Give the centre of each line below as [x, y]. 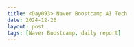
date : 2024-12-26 [32, 20]
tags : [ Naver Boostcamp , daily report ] [64, 33]
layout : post [26, 26]
